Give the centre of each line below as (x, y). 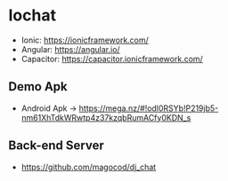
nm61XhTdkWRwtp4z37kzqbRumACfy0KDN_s (106, 117)
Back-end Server (56, 146)
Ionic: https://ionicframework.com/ (85, 40)
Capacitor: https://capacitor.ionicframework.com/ (112, 59)
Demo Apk (38, 87)
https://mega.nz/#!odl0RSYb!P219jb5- (149, 108)
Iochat (33, 16)
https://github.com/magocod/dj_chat (89, 167)
